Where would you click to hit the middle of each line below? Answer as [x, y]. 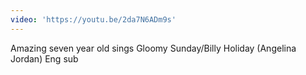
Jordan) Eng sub [44, 58]
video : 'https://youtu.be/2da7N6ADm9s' [93, 19]
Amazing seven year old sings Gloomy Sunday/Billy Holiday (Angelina [153, 48]
